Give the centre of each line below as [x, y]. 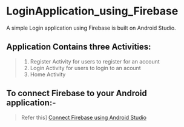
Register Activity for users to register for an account [95, 61]
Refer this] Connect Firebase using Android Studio [84, 117]
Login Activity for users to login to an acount [85, 68]
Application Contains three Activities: [79, 47]
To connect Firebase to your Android [77, 93]
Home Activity [48, 74]
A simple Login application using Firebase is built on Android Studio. [91, 28]
